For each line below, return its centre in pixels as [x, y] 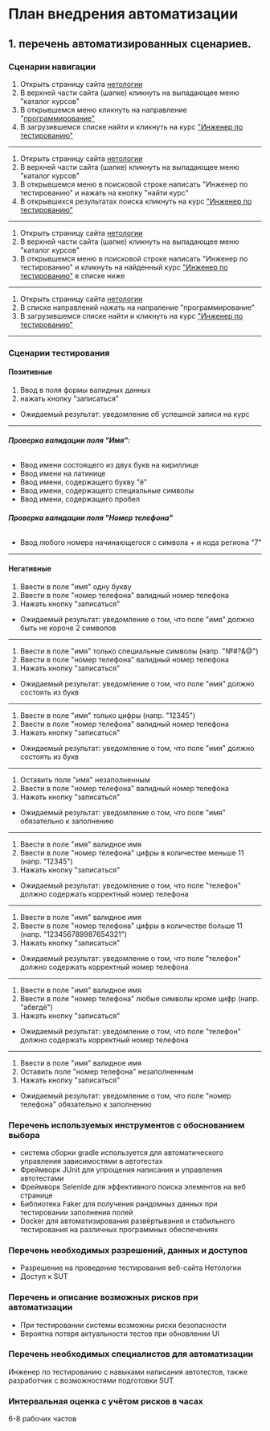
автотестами [42, 1178]
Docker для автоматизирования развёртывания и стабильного [127, 1221]
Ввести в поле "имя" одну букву [76, 586]
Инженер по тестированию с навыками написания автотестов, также [128, 1371]
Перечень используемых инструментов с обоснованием [127, 1125]
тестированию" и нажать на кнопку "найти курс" [104, 192]
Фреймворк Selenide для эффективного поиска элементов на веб [133, 1186]
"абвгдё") [37, 1007]
